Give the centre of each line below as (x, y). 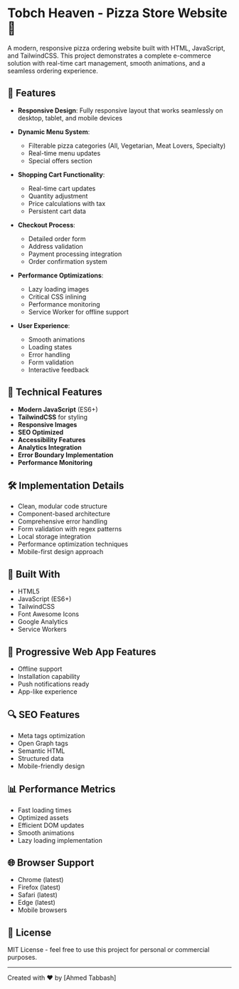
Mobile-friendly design (51, 766)
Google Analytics (43, 622)
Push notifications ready (53, 684)
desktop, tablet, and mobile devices (70, 118)
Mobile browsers (42, 910)
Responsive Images (47, 424)
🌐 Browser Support (51, 863)
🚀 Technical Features (55, 393)
